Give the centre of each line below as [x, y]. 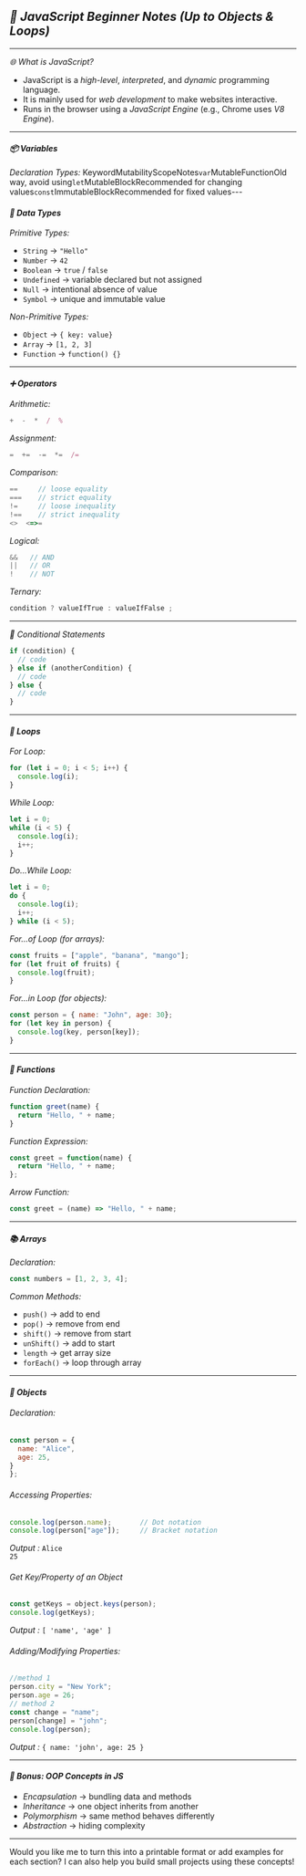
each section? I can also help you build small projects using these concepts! [152, 1861]
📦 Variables [34, 149]
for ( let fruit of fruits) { [65, 964]
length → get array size [66, 1353]
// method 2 [32, 1704]
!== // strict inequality [65, 515]
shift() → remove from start [77, 1334]
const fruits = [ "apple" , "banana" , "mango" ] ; [99, 955]
